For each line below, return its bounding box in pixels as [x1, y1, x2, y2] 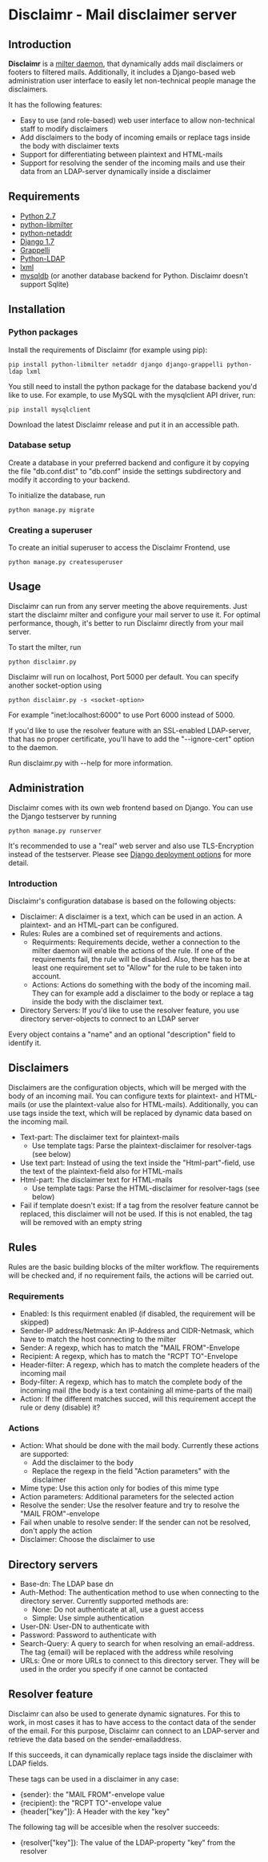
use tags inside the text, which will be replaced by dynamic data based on [8, 1108, 252, 1118]
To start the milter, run [8, 642, 82, 651]
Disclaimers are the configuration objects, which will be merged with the [8, 1082, 246, 1092]
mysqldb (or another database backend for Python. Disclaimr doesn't [19, 270, 248, 280]
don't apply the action [19, 1526, 93, 1535]
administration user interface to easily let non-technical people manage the [8, 76, 256, 85]
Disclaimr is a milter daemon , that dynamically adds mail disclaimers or [8, 59, 244, 68]
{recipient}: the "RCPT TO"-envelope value [19, 1798, 162, 1807]
